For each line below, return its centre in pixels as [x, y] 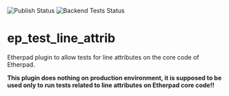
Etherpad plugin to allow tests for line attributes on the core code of [103, 57]
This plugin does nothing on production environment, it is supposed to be [114, 77]
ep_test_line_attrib [61, 38]
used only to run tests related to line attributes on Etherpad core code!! [111, 85]
